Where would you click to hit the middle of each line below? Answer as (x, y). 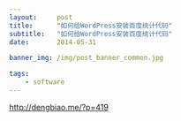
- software (45, 82)
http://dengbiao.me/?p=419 (59, 107)
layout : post (41, 17)
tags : (19, 74)
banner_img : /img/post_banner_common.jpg (87, 58)
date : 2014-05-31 (53, 42)
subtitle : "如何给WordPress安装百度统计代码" (91, 34)
